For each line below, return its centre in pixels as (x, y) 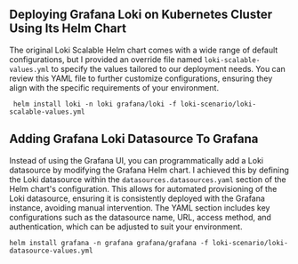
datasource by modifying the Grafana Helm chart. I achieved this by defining (149, 170)
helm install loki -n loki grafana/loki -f (95, 104)
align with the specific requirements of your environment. (114, 87)
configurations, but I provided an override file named (106, 59)
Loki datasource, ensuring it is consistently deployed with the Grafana (137, 198)
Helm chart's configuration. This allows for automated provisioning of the (143, 188)
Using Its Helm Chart (68, 29)
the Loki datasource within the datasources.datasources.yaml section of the (148, 179)
